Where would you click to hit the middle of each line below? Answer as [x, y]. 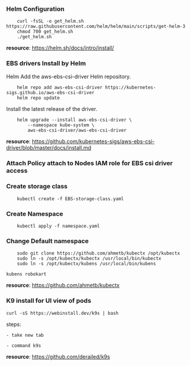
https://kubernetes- [130, 87]
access [17, 170]
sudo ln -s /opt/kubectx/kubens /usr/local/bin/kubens [87, 264]
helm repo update [38, 98]
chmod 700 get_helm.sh [45, 32]
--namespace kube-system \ [61, 125]
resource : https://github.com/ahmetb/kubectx [63, 286]
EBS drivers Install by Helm [46, 63]
